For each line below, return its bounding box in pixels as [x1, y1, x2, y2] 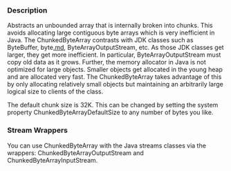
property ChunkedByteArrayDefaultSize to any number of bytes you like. [7, 108, 214, 116]
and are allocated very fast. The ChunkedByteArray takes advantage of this [7, 73, 222, 81]
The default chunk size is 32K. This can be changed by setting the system [7, 101, 219, 109]
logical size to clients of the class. [7, 87, 104, 96]
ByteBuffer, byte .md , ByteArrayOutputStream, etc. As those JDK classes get [7, 44, 224, 52]
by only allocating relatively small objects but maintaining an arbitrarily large [7, 80, 223, 89]
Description [7, 6, 48, 15]
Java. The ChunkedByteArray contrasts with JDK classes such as [7, 36, 194, 44]
